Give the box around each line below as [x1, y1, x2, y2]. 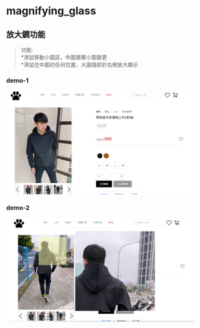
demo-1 [6, 76, 29, 85]
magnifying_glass [6, 4, 96, 18]
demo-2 [6, 204, 30, 212]
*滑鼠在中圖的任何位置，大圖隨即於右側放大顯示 [20, 61, 139, 68]
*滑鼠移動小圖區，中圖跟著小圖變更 [20, 54, 107, 61]
